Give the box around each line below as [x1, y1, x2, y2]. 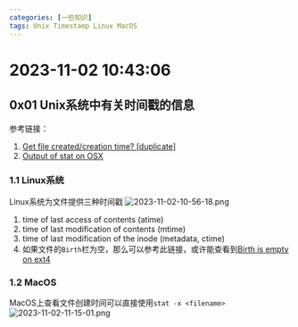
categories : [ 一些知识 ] [9, 13, 92, 22]
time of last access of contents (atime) [21, 214, 164, 224]
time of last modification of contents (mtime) [21, 223, 186, 234]
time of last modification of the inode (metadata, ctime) [21, 233, 226, 244]
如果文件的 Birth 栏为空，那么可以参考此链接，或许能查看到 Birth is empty [21, 243, 289, 255]
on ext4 [21, 254, 51, 264]
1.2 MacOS [9, 276, 57, 289]
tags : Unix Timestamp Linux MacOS [9, 21, 138, 30]
